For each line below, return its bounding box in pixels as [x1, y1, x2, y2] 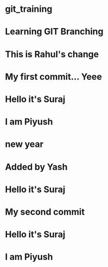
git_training [5, 3, 53, 15]
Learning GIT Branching [5, 26, 104, 37]
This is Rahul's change [5, 48, 99, 60]
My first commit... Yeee [5, 71, 102, 82]
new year [5, 139, 44, 150]
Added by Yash [5, 161, 68, 172]
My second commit [5, 206, 85, 217]
